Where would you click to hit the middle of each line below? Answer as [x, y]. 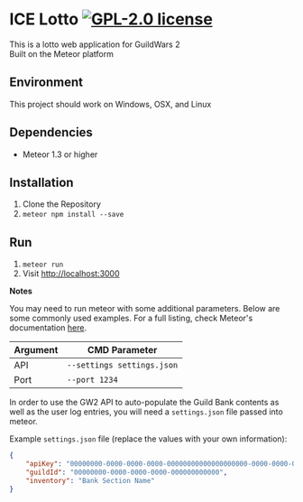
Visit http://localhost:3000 [71, 274]
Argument [36, 350]
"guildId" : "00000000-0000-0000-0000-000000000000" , [127, 472]
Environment [46, 83]
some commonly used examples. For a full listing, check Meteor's [131, 318]
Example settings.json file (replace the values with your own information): [148, 439]
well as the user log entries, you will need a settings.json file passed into [147, 412]
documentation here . [48, 328]
